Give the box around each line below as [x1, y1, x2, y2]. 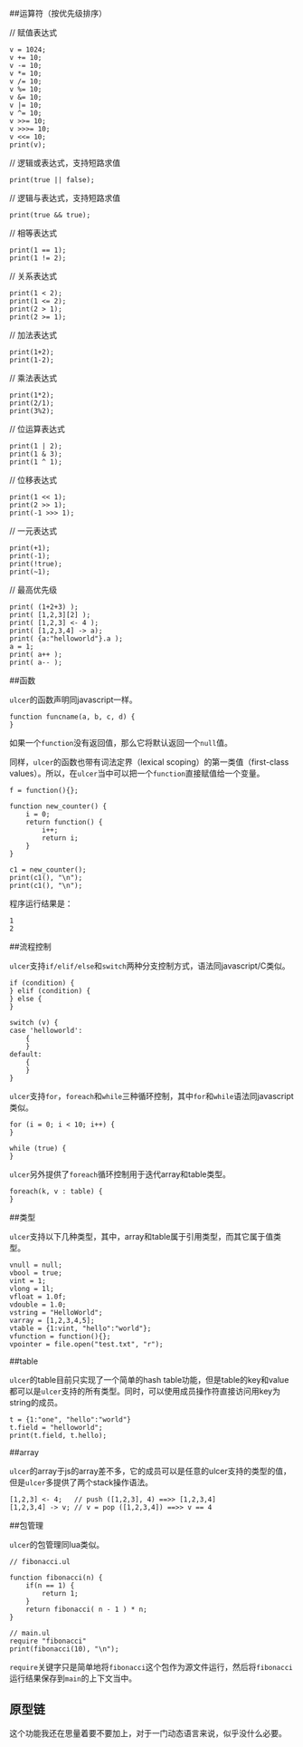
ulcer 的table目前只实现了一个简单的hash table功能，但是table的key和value [9, 1375, 289, 1385]
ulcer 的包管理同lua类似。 [9, 1539, 105, 1549]
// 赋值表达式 [9, 27, 58, 38]
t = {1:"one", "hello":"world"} [9, 1415, 131, 1424]
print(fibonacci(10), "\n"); [9, 1645, 119, 1654]
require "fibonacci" [9, 1636, 88, 1646]
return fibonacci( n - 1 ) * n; [25, 1605, 147, 1614]
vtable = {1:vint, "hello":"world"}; [9, 1324, 152, 1333]
